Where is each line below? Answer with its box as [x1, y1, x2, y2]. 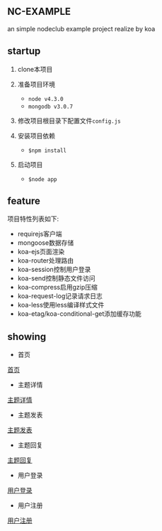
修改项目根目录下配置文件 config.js [17, 116, 122, 125]
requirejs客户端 [17, 230, 62, 239]
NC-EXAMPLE [7, 6, 71, 18]
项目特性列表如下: [7, 214, 59, 223]
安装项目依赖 [17, 131, 55, 140]
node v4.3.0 [28, 95, 64, 102]
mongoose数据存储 [17, 239, 74, 247]
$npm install [28, 147, 67, 154]
